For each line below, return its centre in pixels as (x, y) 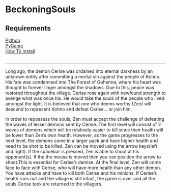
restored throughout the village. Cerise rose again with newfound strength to (86, 93)
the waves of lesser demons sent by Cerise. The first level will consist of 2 (83, 124)
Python (13, 40)
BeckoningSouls (40, 9)
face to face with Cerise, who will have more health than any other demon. (83, 168)
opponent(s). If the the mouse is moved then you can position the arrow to (83, 157)
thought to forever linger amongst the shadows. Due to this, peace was (80, 87)
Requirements (28, 28)
